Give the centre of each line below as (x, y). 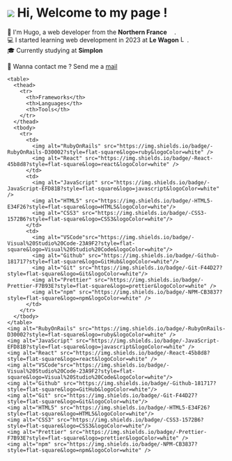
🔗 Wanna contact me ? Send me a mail (62, 66)
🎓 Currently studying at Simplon (55, 50)
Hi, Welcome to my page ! (92, 13)
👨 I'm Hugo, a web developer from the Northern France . (92, 32)
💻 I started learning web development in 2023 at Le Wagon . (98, 40)
